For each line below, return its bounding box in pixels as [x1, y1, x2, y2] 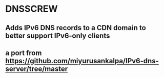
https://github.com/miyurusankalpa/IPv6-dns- [5, 57, 159, 65]
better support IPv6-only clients [5, 31, 110, 40]
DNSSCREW [5, 3, 58, 15]
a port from [5, 48, 42, 57]
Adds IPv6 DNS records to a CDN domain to [5, 23, 146, 32]
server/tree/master [5, 64, 68, 73]
